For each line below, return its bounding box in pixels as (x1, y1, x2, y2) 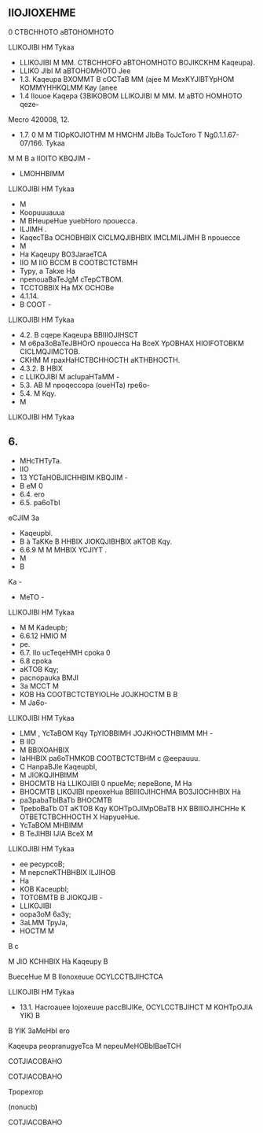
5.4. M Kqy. (19, 389, 57, 398)
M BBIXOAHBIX (19, 745, 70, 755)
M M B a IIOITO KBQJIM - (8, 153, 91, 163)
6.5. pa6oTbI (19, 497, 60, 507)
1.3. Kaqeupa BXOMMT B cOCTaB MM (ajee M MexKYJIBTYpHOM (19, 74, 235, 83)
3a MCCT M (19, 681, 59, 691)
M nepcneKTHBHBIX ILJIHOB (19, 867, 116, 877)
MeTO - (19, 592, 45, 601)
